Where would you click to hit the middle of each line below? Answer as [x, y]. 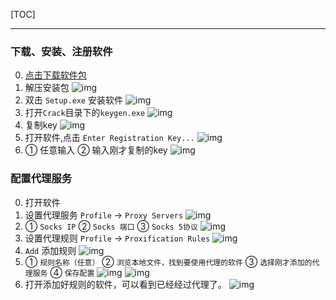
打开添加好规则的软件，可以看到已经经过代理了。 [125, 284]
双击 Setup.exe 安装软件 [74, 100]
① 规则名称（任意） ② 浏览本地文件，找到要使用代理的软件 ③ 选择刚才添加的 [168, 261]
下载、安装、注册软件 [61, 51]
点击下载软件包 [55, 75]
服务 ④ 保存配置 [63, 272]
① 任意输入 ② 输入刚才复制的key [96, 150]
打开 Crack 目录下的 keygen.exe [85, 113]
